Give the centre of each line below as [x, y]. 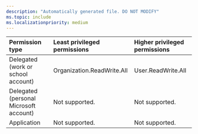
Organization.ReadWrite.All [90, 71]
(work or [21, 67]
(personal [22, 99]
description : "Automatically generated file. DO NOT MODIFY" [83, 11]
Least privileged [77, 42]
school [19, 74]
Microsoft [22, 106]
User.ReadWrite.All [160, 71]
